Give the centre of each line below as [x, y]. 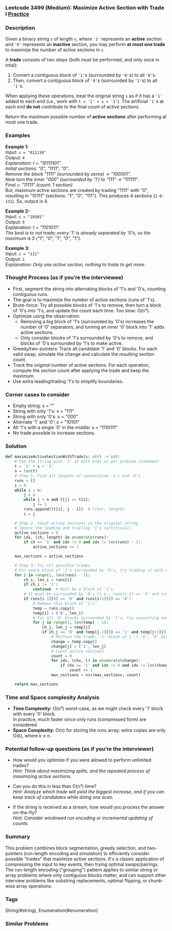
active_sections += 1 [56, 547]
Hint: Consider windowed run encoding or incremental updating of [83, 818]
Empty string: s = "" [34, 406]
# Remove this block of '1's [64, 603]
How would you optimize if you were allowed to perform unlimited [82, 760]
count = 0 [61, 656]
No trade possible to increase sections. [54, 433]
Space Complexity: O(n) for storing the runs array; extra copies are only [89, 730]
